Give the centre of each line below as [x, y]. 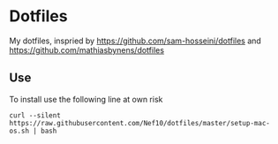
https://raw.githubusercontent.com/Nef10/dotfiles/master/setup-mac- [140, 123]
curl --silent [35, 115]
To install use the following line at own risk [86, 99]
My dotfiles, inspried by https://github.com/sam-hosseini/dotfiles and [135, 41]
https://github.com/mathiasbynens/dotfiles [87, 49]
